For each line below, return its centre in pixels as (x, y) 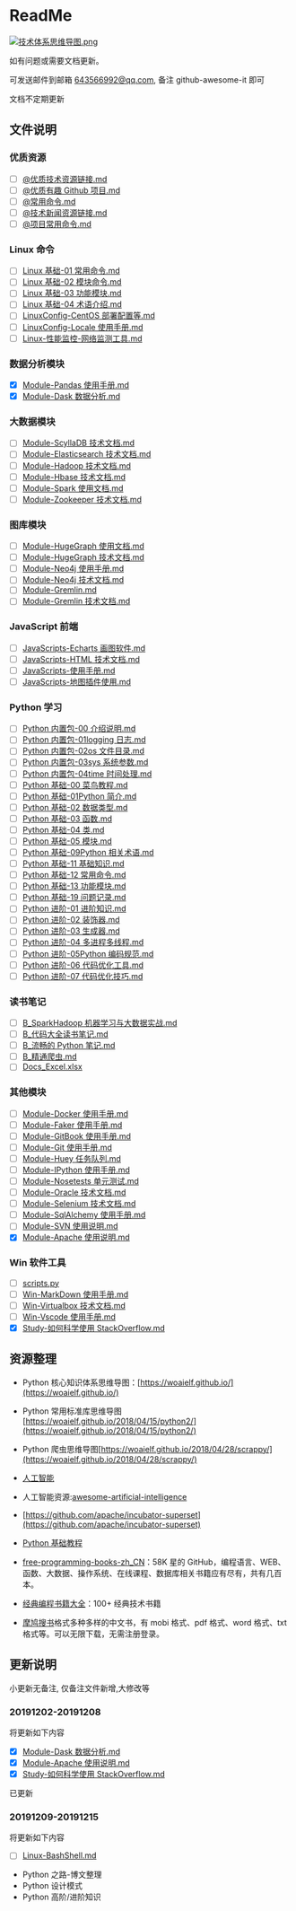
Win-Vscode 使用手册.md (69, 1317)
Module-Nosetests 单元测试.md (80, 1181)
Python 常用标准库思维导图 (72, 1411)
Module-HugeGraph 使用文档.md (83, 546)
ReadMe (41, 16)
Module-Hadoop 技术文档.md (77, 465)
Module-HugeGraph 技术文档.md (83, 557)
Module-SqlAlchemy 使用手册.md (84, 1215)
